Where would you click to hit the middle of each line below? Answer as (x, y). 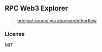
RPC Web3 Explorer (36, 8)
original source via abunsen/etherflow (57, 20)
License (15, 34)
